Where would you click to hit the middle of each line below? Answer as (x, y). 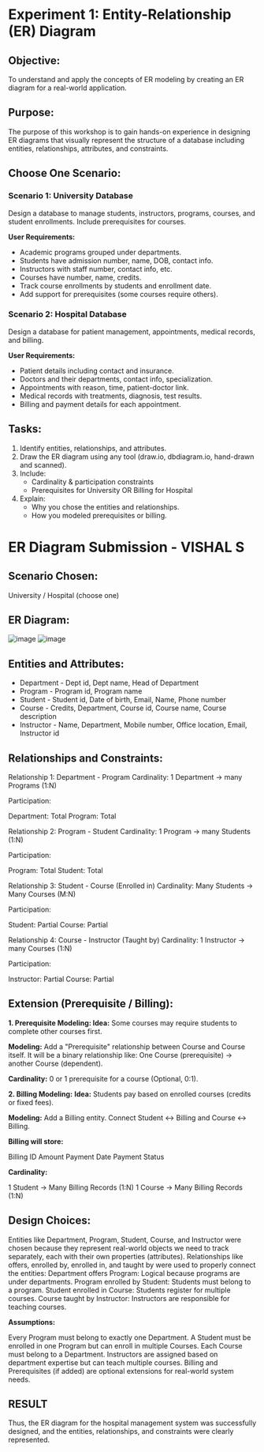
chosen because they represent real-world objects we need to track (119, 1248)
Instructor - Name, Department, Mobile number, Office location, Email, (133, 725)
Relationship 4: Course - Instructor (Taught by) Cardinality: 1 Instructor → (127, 940)
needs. (19, 1379)
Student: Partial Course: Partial (58, 925)
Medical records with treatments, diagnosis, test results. (111, 396)
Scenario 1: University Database (71, 196)
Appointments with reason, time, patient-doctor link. (104, 387)
